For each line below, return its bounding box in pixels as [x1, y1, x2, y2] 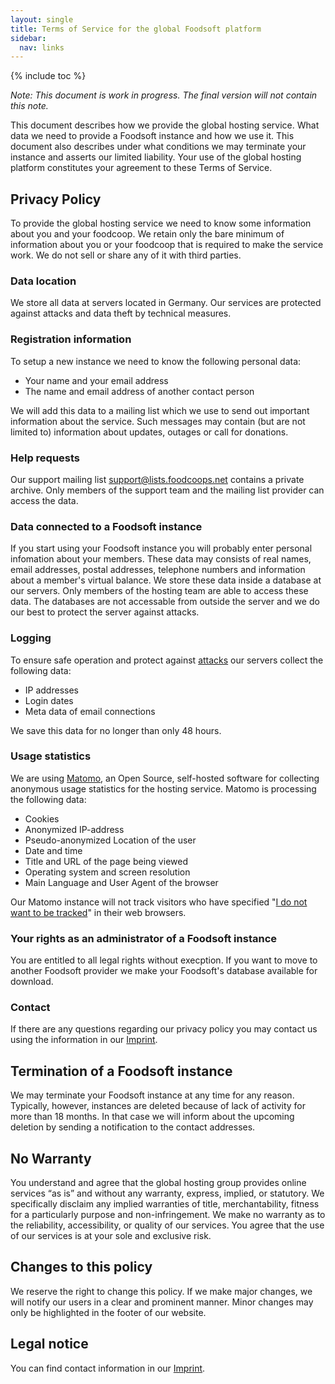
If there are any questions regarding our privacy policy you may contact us [10, 1023, 318, 1035]
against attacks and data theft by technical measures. [10, 307, 232, 320]
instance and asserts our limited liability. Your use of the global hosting [10, 151, 302, 163]
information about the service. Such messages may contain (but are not [10, 415, 306, 427]
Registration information [10, 332, 132, 346]
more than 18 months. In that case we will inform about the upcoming [10, 1111, 295, 1123]
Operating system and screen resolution [24, 866, 191, 878]
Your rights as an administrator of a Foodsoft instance [10, 931, 278, 945]
